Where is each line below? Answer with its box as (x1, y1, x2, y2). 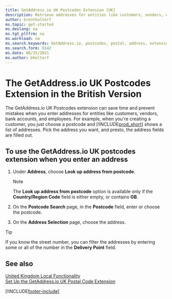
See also (5, 259, 33, 268)
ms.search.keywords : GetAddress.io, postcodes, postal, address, (5, 41, 147, 46)
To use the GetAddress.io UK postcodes (5, 147, 136, 156)
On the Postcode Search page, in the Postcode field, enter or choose (12, 204, 160, 210)
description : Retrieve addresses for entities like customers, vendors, (5, 12, 164, 17)
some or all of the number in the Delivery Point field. (5, 244, 117, 251)
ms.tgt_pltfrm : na (5, 31, 45, 36)
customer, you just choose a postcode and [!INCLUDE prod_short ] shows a (5, 121, 162, 127)
